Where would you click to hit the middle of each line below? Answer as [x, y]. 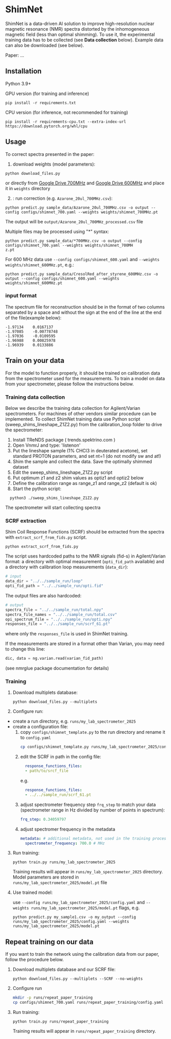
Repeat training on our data [49, 942]
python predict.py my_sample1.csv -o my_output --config [74, 917]
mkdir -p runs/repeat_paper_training [53, 998]
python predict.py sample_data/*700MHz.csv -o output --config [74, 241]
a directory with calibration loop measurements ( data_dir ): [67, 567]
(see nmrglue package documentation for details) [57, 668]
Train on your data [35, 361]
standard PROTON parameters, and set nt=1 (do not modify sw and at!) [87, 456]
